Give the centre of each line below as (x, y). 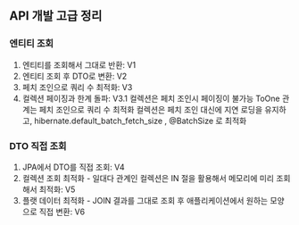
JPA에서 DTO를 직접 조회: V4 (73, 167)
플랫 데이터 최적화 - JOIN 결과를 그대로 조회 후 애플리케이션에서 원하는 (145, 200)
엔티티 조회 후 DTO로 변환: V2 (75, 76)
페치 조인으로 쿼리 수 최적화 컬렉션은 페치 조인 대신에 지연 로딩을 (151, 109)
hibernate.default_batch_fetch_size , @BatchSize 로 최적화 (141, 121)
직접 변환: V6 (62, 212)
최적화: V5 (57, 189)
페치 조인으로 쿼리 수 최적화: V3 (77, 87)
